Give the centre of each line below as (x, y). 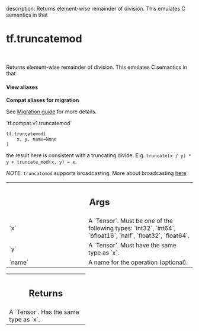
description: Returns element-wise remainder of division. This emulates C (96, 9)
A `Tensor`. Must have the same (132, 245)
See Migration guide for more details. (52, 112)
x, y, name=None (37, 139)
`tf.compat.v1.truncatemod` (39, 123)
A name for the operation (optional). (138, 262)
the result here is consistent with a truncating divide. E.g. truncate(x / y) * (99, 155)
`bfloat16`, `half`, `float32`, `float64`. (139, 235)
